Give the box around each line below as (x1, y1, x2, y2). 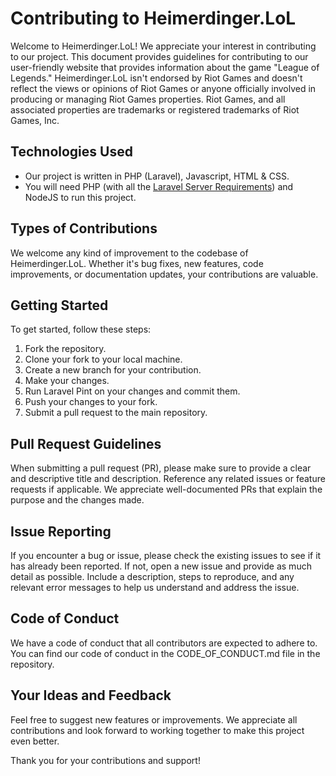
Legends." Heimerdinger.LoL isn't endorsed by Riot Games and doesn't (10, 72, 303, 84)
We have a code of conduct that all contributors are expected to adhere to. (10, 637, 318, 649)
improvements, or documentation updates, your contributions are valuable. (10, 268, 319, 280)
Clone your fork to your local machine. (24, 353, 183, 366)
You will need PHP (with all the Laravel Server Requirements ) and (24, 180, 294, 192)
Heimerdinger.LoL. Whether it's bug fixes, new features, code (10, 257, 264, 269)
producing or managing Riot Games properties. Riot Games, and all (10, 93, 286, 105)
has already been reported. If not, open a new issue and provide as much (10, 560, 312, 572)
